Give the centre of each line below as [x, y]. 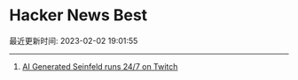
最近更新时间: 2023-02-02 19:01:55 [74, 40]
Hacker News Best [78, 15]
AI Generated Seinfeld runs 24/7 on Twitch [100, 66]
